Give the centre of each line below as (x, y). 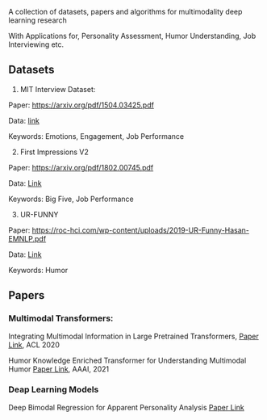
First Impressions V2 (54, 152)
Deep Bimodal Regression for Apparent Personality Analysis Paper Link (126, 407)
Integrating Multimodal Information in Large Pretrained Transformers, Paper (134, 336)
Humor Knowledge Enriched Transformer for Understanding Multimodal (127, 360)
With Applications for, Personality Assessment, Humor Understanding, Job (132, 36)
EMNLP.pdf (27, 238)
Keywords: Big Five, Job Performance (71, 199)
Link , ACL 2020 (34, 344)
